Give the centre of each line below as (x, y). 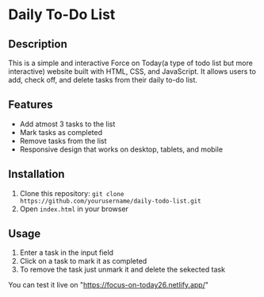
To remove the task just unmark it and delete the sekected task (122, 270)
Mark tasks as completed (61, 132)
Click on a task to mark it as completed (83, 261)
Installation (36, 174)
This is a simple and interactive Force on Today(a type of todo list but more (131, 63)
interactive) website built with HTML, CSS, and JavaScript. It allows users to (132, 71)
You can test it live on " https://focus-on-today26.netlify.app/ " (108, 285)
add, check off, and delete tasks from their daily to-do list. (103, 80)
